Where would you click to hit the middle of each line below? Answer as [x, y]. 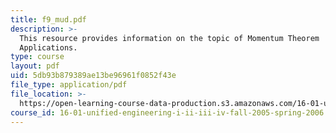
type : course [37, 57]
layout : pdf [35, 66]
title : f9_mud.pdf [48, 19]
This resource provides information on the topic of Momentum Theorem [169, 38]
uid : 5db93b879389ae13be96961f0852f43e [93, 76]
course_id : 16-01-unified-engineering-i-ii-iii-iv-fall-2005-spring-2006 [167, 112]
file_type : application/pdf [69, 85]
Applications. [48, 47]
